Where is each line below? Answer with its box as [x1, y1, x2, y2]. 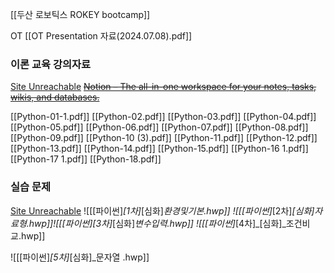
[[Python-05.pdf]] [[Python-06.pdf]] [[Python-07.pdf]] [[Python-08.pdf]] [10, 121, 309, 133]
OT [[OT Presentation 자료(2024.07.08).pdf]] [10, 30, 193, 42]
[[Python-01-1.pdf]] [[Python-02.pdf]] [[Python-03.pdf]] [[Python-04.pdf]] [10, 111, 317, 123]
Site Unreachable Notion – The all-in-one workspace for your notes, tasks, [10, 81, 317, 93]
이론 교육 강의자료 [10, 57, 92, 71]
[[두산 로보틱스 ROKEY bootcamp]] [10, 9, 151, 20]
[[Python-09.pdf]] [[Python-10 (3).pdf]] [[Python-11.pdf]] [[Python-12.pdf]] [10, 132, 318, 144]
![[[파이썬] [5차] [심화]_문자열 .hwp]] [10, 251, 150, 263]
